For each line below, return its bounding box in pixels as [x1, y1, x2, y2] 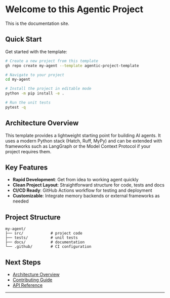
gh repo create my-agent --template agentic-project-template [5, 63, 139, 68]
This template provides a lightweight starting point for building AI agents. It [5, 132, 161, 138]
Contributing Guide [12, 277, 53, 283]
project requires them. [5, 148, 52, 154]
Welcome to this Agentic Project [5, 4, 143, 15]
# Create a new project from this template [5, 58, 99, 63]
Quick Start [5, 35, 42, 44]
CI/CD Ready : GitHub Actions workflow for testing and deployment [12, 187, 153, 193]
